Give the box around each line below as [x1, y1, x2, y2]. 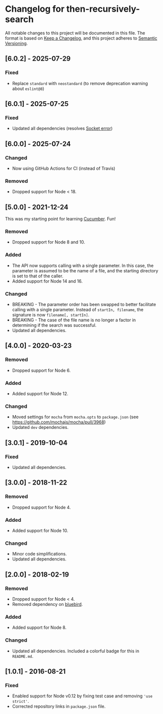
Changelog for [5, 3, 65, 15]
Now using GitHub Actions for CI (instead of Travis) [12, 165, 116, 171]
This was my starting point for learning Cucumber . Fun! [5, 216, 116, 222]
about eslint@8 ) [12, 86, 44, 91]
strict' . [12, 698, 29, 704]
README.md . [12, 653, 34, 659]
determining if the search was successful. [12, 322, 97, 328]
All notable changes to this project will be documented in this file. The [5, 30, 145, 36]
